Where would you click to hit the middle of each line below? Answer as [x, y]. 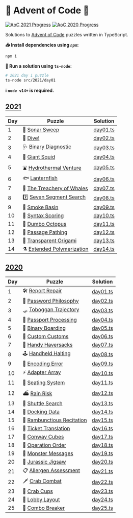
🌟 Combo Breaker [44, 508]
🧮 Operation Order [44, 445]
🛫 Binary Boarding [44, 328]
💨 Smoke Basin [41, 207]
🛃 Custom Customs [46, 336]
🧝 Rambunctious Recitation [55, 420]
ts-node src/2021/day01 [31, 80]
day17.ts [102, 437]
